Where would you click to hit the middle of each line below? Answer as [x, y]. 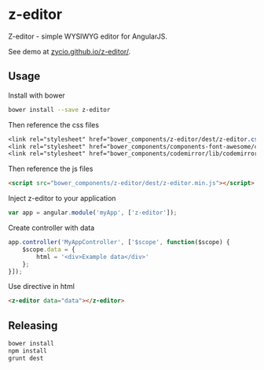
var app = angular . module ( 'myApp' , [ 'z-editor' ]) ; [93, 213]
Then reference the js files [51, 169]
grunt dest [26, 358]
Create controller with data [51, 228]
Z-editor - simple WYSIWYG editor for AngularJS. [88, 36]
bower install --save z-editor [59, 109]
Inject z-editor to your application [62, 198]
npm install [27, 351]
